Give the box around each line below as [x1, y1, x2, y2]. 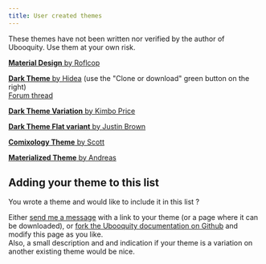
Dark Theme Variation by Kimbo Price [8, 106, 136, 116]
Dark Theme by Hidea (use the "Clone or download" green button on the [8, 73, 250, 83]
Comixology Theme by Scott [8, 137, 105, 147]
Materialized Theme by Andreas [8, 152, 117, 162]
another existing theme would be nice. [8, 246, 135, 257]
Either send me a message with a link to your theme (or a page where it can [8, 213, 259, 222]
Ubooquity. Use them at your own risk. [8, 42, 136, 52]
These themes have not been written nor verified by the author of [8, 34, 225, 43]
